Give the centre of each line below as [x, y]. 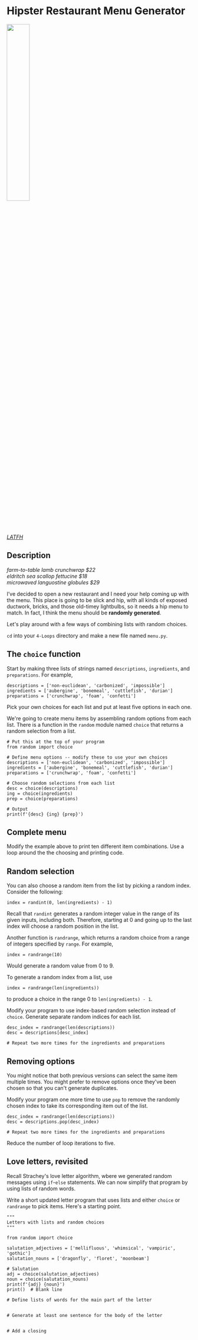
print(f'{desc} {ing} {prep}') [45, 814]
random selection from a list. [41, 731]
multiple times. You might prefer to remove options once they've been [91, 1082]
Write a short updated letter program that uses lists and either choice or [93, 1200]
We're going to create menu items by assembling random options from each [99, 718]
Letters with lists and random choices [56, 1222]
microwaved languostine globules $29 [53, 582]
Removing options [41, 1061]
